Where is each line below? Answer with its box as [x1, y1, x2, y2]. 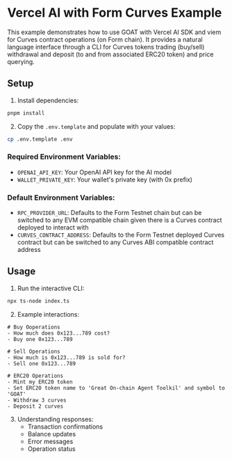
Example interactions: [17, 310, 80, 318]
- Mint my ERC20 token [7, 378, 73, 386]
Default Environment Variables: [7, 193, 115, 203]
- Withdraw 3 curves [7, 397, 67, 404]
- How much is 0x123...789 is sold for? [7, 354, 126, 361]
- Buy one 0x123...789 [7, 335, 73, 342]
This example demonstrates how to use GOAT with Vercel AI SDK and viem [7, 28, 222, 36]
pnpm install [7, 109, 45, 116]
